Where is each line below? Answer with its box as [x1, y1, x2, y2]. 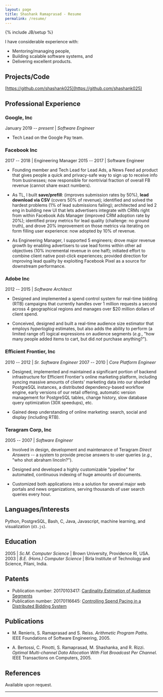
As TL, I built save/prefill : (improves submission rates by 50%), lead [12, 192, 149, 198]
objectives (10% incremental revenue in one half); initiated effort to [12, 248, 146, 254]
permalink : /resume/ [5, 16, 47, 21]
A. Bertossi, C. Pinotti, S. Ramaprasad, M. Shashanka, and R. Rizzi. [12, 645, 145, 650]
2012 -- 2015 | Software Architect [5, 286, 72, 292]
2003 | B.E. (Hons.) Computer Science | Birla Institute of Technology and [5, 555, 150, 561]
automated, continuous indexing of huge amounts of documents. [12, 472, 142, 478]
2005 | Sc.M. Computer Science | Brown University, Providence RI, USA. [5, 550, 149, 556]
